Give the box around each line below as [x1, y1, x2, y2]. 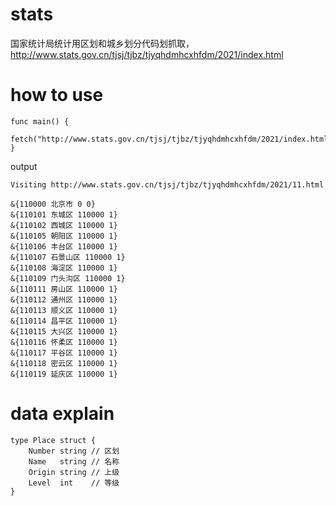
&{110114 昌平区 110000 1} [10, 316, 118, 326]
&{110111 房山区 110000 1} [10, 284, 118, 294]
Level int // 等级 [28, 478, 120, 488]
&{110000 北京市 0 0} [10, 199, 96, 209]
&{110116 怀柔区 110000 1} [10, 337, 118, 347]
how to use [10, 84, 104, 107]
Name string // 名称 [28, 456, 120, 467]
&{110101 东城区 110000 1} [10, 209, 118, 220]
